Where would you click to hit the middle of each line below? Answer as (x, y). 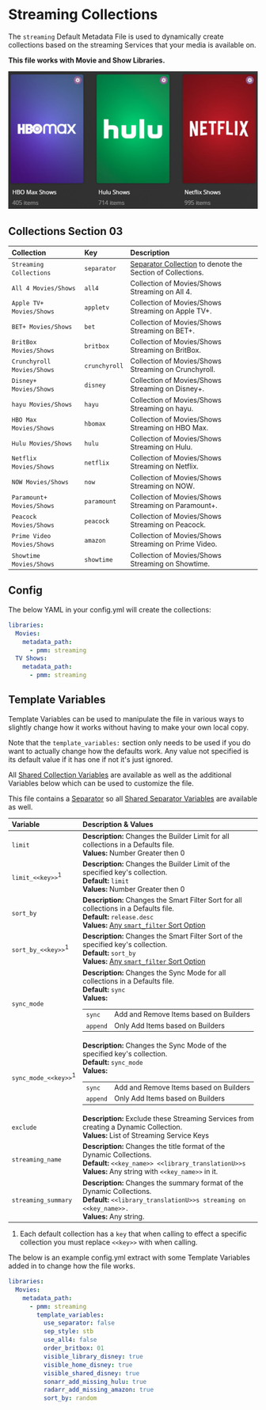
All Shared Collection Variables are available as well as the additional (120, 775)
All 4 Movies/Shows (44, 288)
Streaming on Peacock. (168, 525)
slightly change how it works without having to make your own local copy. (129, 727)
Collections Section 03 (66, 231)
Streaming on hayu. (162, 408)
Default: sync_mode (113, 1063)
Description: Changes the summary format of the (163, 1183)
